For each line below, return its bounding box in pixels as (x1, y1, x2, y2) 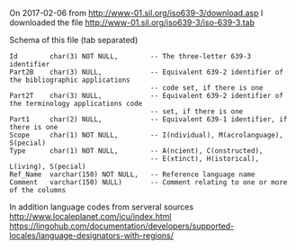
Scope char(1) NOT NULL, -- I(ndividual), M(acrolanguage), (9, 130, 283, 139)
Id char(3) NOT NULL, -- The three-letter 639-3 (9, 52, 252, 61)
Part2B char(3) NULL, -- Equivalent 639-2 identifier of (9, 67, 283, 76)
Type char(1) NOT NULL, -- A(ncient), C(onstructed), (9, 147, 264, 156)
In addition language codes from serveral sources (9, 201, 194, 212)
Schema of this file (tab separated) (9, 35, 139, 45)
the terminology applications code (9, 99, 143, 108)
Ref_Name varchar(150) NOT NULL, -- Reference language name (9, 170, 256, 179)
